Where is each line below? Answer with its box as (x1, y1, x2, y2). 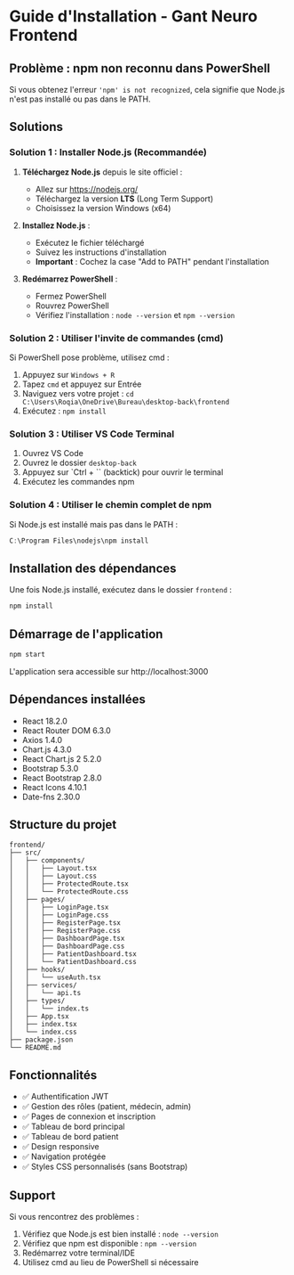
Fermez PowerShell (35, 290, 107, 301)
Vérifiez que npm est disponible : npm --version (21, 1238, 197, 1249)
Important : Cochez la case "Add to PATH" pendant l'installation (35, 256, 269, 266)
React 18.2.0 (21, 715, 68, 726)
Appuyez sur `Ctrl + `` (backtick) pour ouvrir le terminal (21, 467, 224, 478)
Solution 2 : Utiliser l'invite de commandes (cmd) (9, 331, 224, 344)
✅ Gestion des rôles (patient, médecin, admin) (21, 1101, 192, 1112)
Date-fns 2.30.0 (21, 791, 81, 802)
